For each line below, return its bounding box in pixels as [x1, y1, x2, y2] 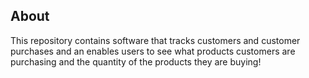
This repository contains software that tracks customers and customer [10, 34, 301, 46]
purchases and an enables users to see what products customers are [10, 45, 296, 57]
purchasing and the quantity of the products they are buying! [10, 55, 262, 68]
